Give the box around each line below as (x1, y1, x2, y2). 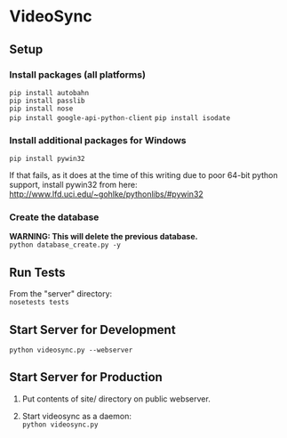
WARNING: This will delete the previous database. (9, 231, 198, 242)
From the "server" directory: (9, 288, 113, 299)
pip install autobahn (9, 88, 90, 97)
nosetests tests (9, 298, 69, 307)
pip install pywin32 (9, 154, 86, 164)
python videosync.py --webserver (9, 345, 133, 355)
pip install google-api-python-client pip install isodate (9, 113, 231, 122)
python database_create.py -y (9, 240, 122, 250)
